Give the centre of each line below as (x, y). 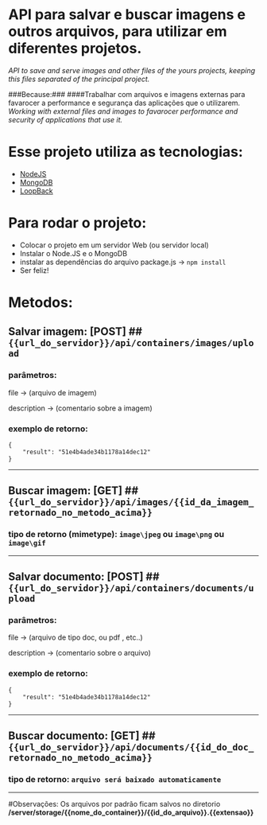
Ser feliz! (34, 270)
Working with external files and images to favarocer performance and (123, 111)
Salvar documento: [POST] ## (84, 577)
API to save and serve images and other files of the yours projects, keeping (132, 70)
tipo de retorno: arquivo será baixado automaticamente (115, 779)
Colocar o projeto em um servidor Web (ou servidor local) (114, 245)
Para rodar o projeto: (77, 223)
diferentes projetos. (75, 49)
